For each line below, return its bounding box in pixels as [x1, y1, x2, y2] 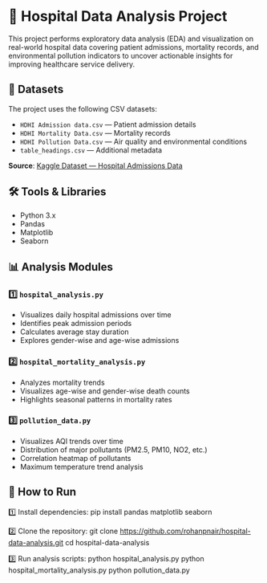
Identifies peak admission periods [19, 319, 132, 328]
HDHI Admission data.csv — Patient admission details [19, 120, 196, 129]
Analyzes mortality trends [19, 377, 106, 387]
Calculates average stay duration [19, 327, 130, 336]
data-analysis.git [8, 537, 64, 547]
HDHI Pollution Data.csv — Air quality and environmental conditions [19, 137, 247, 146]
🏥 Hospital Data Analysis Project [8, 7, 228, 26]
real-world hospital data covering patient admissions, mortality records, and [8, 42, 259, 51]
